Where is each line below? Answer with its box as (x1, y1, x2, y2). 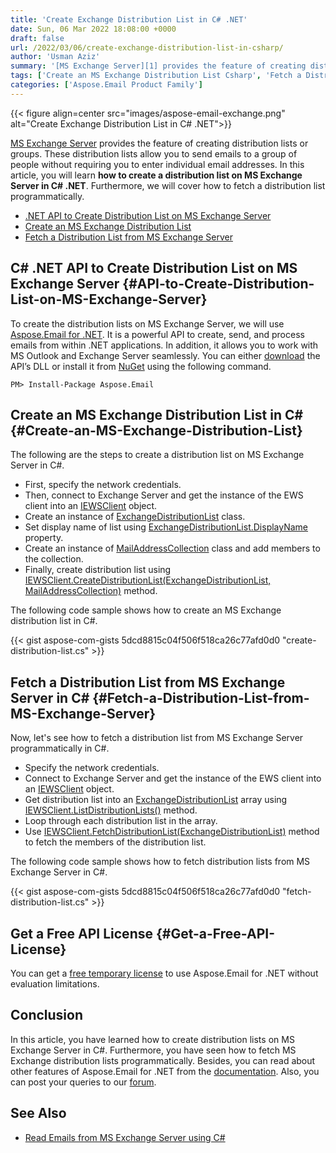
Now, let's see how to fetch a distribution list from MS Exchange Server (10, 732, 304, 744)
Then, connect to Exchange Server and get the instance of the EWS (24, 489, 304, 501)
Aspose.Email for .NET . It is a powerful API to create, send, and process (10, 328, 305, 340)
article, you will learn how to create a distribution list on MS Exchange (10, 169, 303, 181)
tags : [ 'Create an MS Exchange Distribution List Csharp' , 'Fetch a (10, 71, 302, 81)
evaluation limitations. (10, 978, 100, 990)
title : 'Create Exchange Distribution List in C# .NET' (10, 14, 248, 25)
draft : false (10, 33, 65, 43)
